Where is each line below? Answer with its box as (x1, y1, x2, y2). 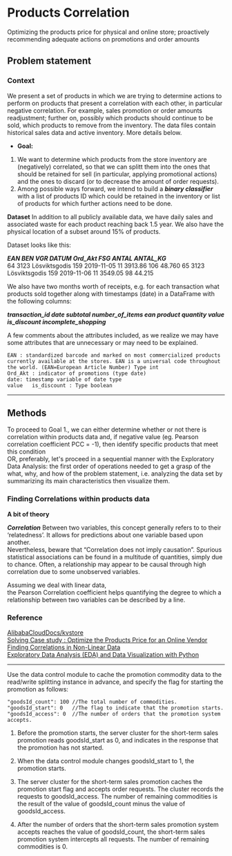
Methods (7, 407, 47, 419)
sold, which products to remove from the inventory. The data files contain (7, 121, 216, 129)
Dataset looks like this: (7, 241, 71, 249)
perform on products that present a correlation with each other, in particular (7, 99, 223, 107)
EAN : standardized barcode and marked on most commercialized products (7, 351, 221, 359)
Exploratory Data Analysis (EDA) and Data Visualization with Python (7, 651, 199, 659)
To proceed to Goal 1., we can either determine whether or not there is (7, 425, 207, 434)
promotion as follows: (7, 685, 69, 694)
